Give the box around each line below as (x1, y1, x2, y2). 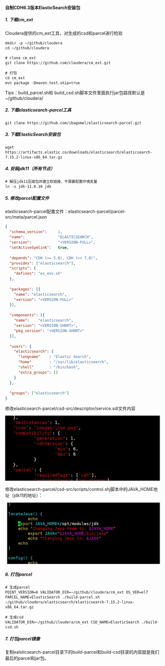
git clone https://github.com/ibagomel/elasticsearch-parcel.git (5, 120, 141, 125)
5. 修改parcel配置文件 (5, 195, 50, 201)
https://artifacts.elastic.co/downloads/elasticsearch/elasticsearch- (5, 149, 153, 155)
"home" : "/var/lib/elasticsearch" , (18, 360, 109, 365)
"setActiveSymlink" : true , (9, 245, 69, 250)
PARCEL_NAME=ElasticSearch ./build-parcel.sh (5, 595, 100, 600)
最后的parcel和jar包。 (5, 655, 49, 661)
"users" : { (9, 344, 32, 349)
